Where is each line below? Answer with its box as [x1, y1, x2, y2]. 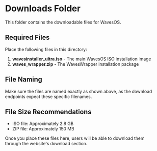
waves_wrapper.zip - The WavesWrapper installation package [12, 61, 139, 67]
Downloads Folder [5, 3, 81, 14]
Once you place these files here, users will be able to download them [5, 135, 145, 141]
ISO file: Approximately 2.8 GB [12, 121, 74, 126]
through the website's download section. [5, 141, 87, 147]
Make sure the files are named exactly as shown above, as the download [5, 88, 152, 94]
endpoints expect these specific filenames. [5, 94, 92, 100]
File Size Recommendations [5, 107, 92, 116]
